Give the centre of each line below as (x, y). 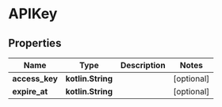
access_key (35, 78)
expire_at (30, 92)
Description (143, 65)
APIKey (33, 14)
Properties (35, 43)
